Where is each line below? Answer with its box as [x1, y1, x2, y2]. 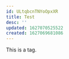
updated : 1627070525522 [6, 25, 64, 31]
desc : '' [6, 19, 27, 25]
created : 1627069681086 [6, 30, 64, 36]
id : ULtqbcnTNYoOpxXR [6, 8, 59, 15]
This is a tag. [6, 46, 37, 53]
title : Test [6, 14, 35, 20]
